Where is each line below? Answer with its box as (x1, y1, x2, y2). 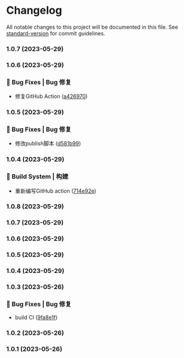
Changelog (6, 4, 62, 17)
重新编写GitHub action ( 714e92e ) (14, 187, 97, 195)
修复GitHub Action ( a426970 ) (14, 93, 88, 100)
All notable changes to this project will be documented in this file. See (6, 23, 179, 31)
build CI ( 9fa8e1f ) (14, 314, 58, 321)
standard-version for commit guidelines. (6, 29, 105, 37)
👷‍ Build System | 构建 (6, 172, 69, 181)
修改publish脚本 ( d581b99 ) (14, 140, 81, 147)
